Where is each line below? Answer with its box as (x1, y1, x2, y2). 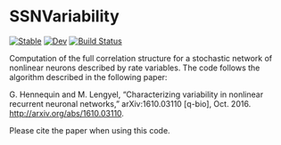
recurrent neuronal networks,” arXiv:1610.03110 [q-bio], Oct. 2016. (9, 98, 252, 109)
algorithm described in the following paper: (9, 71, 168, 82)
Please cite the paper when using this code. (9, 125, 171, 135)
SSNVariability (9, 6, 120, 27)
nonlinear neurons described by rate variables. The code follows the (9, 62, 260, 73)
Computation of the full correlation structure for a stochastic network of (9, 52, 273, 63)
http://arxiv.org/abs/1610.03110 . (9, 108, 125, 118)
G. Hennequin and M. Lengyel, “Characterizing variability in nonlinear (9, 89, 264, 100)
